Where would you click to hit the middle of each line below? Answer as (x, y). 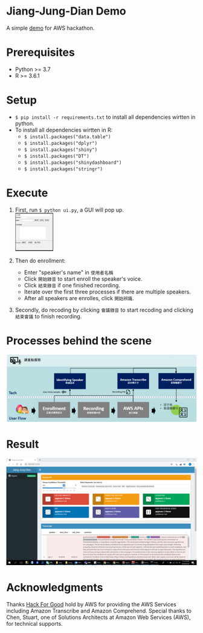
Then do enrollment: (40, 260)
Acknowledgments (55, 588)
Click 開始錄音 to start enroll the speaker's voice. (83, 279)
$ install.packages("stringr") (63, 169)
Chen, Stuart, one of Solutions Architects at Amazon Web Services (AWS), (98, 617)
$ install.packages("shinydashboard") (73, 162)
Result (23, 444)
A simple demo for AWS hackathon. (50, 28)
